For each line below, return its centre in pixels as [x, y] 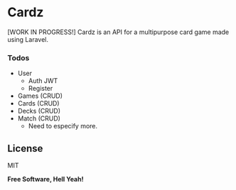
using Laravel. [28, 39]
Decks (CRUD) [39, 111]
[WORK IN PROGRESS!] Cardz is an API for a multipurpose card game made [118, 32]
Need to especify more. [63, 126]
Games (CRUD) [40, 96]
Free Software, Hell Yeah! [45, 179]
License [25, 149]
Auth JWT [43, 81]
